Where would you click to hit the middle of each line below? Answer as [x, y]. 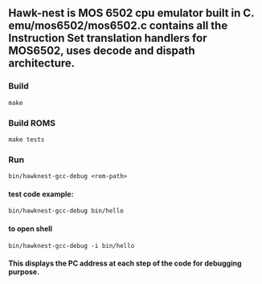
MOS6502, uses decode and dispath [102, 51]
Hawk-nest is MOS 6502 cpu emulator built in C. [131, 13]
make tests [27, 140]
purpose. [24, 272]
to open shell [31, 229]
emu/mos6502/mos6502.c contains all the [118, 26]
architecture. [42, 63]
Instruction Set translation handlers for [108, 38]
